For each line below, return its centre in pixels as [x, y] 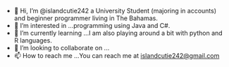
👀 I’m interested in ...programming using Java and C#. [92, 25]
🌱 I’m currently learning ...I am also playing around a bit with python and [118, 33]
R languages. [33, 40]
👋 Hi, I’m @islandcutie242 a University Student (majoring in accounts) [115, 11]
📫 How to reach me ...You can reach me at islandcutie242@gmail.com [117, 55]
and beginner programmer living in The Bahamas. [86, 18]
